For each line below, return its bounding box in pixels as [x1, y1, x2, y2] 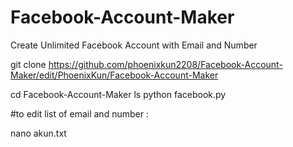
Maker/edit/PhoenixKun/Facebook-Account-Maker [10, 69, 219, 81]
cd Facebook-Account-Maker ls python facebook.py [10, 88, 227, 100]
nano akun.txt [10, 127, 67, 139]
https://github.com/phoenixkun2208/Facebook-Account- [48, 58, 283, 70]
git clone [10, 58, 47, 70]
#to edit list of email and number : [10, 107, 149, 120]
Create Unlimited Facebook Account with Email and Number [10, 39, 258, 51]
